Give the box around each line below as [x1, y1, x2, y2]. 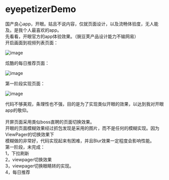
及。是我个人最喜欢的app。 [5, 27, 62, 33]
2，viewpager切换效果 [5, 156, 52, 162]
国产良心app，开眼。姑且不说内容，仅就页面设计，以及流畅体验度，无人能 [5, 21, 159, 27]
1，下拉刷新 [5, 150, 29, 156]
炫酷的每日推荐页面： [5, 60, 49, 66]
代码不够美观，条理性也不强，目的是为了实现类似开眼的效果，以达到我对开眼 [5, 101, 164, 107]
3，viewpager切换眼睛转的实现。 [5, 162, 74, 169]
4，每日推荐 [5, 169, 31, 175]
